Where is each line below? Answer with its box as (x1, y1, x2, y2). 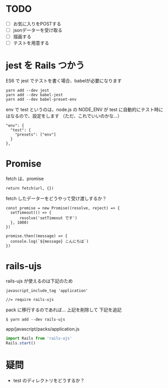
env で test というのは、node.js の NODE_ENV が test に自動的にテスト (6, 106, 155, 113)
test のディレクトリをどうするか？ (13, 377, 85, 383)
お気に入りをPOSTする (13, 20, 62, 27)
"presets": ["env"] (15, 132, 57, 137)
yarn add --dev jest (6, 88, 50, 93)
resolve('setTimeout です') (19, 215, 78, 221)
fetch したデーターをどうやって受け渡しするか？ (6, 196, 107, 202)
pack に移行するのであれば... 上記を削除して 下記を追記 (6, 307, 122, 313)
